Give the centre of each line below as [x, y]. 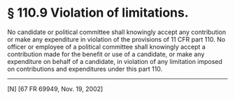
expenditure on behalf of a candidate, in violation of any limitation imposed [115, 61]
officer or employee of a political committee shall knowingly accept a [107, 47]
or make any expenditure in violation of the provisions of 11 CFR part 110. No [116, 39]
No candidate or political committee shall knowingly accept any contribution [117, 32]
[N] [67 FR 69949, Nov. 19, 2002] [55, 89]
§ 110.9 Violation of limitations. [98, 13]
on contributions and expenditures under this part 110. [85, 69]
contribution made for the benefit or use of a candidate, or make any [106, 54]
